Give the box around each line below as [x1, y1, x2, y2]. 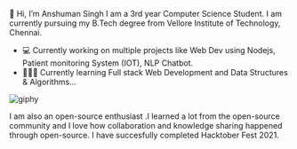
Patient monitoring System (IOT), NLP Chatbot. [21, 58, 194, 68]
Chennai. [9, 27, 43, 37]
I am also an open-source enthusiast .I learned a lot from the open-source [9, 111, 280, 122]
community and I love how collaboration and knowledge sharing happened [9, 121, 283, 130]
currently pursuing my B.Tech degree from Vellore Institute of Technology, [9, 18, 281, 28]
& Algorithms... [21, 76, 77, 87]
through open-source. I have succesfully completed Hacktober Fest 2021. [9, 129, 280, 140]
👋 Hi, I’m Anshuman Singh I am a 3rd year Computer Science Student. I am [9, 9, 283, 19]
